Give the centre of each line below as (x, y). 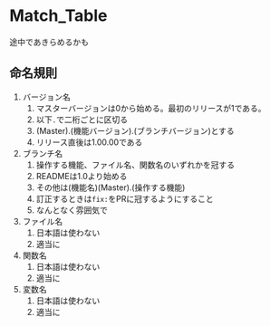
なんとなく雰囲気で (72, 210)
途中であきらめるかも (49, 42)
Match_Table (58, 16)
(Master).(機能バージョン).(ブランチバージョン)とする (135, 130)
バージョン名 (46, 97)
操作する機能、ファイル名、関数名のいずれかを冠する (135, 165)
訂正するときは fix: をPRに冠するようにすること (125, 198)
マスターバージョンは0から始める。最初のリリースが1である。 (151, 108)
